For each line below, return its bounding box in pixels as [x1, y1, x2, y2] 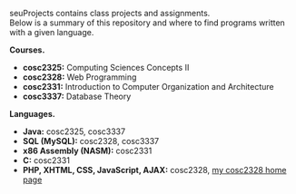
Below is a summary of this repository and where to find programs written [9, 17, 286, 28]
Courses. [9, 44, 45, 55]
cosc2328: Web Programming [22, 72, 137, 82]
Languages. [9, 109, 56, 119]
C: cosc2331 [22, 155, 71, 166]
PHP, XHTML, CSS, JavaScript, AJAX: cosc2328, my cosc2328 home [22, 165, 287, 175]
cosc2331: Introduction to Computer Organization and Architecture [22, 82, 274, 92]
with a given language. [9, 27, 94, 37]
